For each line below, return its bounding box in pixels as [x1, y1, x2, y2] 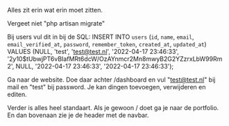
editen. [7, 90, 28, 98]
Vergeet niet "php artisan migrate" [7, 19, 105, 27]
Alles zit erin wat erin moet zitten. [7, 6, 103, 14]
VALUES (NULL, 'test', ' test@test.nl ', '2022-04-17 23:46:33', [7, 48, 179, 55]
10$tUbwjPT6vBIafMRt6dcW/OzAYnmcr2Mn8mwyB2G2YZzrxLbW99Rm [16, 55, 223, 63]
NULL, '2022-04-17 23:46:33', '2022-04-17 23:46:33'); [15, 62, 174, 70]
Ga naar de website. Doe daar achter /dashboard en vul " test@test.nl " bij [7, 75, 216, 84]
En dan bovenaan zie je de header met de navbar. [7, 111, 149, 119]
